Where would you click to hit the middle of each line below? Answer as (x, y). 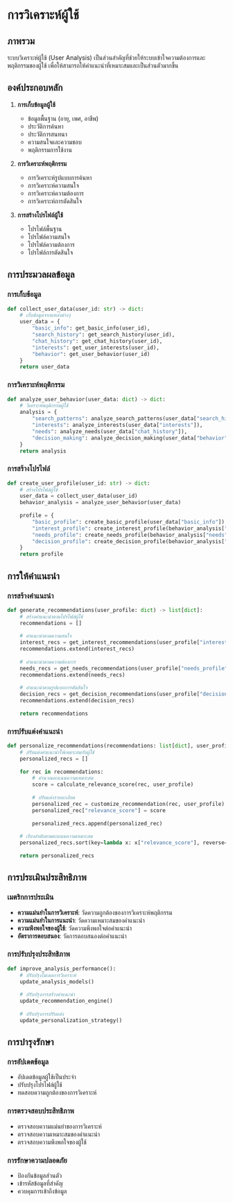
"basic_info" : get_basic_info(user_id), (91, 328)
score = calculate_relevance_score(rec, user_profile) (113, 785)
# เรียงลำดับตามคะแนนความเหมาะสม (56, 837)
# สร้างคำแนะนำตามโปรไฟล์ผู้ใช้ (51, 616)
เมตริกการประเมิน (31, 897)
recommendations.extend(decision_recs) (77, 701)
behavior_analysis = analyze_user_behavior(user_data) (101, 503)
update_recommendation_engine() (66, 1001)
